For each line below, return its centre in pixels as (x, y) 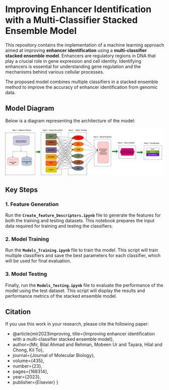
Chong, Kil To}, (28, 350)
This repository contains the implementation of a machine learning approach (85, 45)
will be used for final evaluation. (38, 261)
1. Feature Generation (32, 204)
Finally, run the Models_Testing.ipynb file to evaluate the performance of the (84, 285)
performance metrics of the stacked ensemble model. (61, 296)
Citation (18, 312)
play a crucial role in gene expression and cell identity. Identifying (73, 61)
